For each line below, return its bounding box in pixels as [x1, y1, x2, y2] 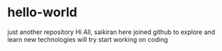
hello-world [7, 4, 78, 21]
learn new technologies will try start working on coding [7, 35, 168, 43]
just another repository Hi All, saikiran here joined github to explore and [7, 28, 216, 36]
